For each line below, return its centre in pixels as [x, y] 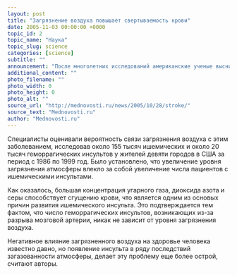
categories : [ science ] [41, 54]
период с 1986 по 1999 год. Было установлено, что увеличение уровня [114, 161]
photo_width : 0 [30, 86]
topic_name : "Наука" [38, 40]
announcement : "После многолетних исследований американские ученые [110, 66]
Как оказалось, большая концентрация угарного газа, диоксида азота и [116, 190]
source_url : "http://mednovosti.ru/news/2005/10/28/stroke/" [99, 106]
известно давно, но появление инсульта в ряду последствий [99, 248]
